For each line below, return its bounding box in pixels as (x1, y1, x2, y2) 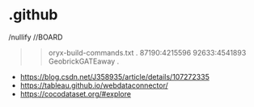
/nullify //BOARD (8, 32, 63, 42)
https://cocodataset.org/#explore (19, 88, 132, 98)
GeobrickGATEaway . (48, 56, 120, 66)
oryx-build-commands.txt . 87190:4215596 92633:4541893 (48, 47, 247, 57)
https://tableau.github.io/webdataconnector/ (19, 80, 168, 90)
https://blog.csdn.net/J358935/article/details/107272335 (19, 72, 210, 81)
